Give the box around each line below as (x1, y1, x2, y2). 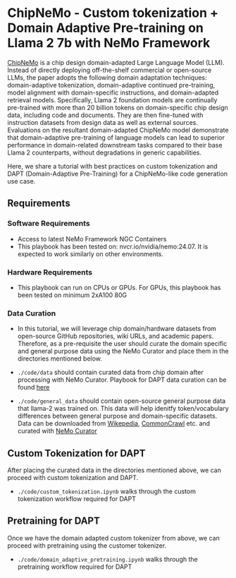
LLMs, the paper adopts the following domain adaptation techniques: (7, 73, 207, 82)
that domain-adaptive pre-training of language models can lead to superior (7, 133, 225, 142)
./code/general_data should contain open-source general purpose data (17, 397, 226, 405)
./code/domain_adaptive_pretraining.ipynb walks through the (17, 555, 199, 563)
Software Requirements (7, 219, 90, 229)
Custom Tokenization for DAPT (7, 447, 146, 459)
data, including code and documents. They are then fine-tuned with (7, 111, 204, 119)
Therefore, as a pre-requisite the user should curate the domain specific (17, 339, 228, 348)
